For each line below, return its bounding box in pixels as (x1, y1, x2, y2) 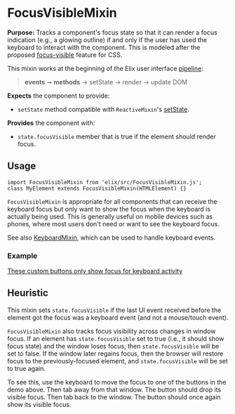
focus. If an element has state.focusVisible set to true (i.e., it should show (7, 334, 224, 342)
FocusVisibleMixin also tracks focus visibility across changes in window (7, 327, 216, 335)
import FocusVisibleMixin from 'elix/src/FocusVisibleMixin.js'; (7, 179, 202, 186)
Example (7, 251, 38, 261)
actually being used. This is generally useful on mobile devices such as (7, 212, 213, 221)
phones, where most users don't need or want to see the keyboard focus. (7, 219, 220, 228)
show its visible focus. (7, 400, 72, 408)
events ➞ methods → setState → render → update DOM (24, 77, 188, 86)
